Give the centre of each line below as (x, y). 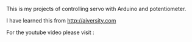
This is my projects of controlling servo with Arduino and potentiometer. (96, 9)
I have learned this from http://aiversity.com (61, 20)
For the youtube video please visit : (50, 32)
